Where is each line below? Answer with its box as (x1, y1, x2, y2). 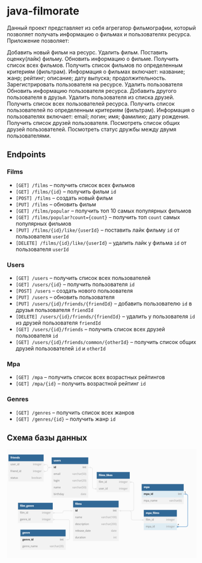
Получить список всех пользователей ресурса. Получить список (7, 100, 175, 107)
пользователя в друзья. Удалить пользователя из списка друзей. (7, 94, 175, 101)
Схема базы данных (7, 433, 88, 443)
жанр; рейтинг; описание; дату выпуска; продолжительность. (7, 74, 167, 81)
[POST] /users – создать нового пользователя (15, 287, 133, 294)
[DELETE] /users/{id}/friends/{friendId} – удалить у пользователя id (15, 313, 195, 320)
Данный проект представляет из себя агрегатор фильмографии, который (7, 24, 196, 31)
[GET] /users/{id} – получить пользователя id (15, 281, 135, 288)
